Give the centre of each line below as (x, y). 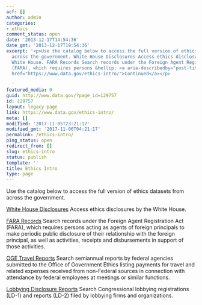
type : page (20, 174)
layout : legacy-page (32, 107)
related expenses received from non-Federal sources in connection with (96, 271)
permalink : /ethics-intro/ (40, 135)
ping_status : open (29, 140)
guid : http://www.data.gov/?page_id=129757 (62, 96)
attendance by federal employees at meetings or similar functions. (88, 277)
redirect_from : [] (29, 146)
